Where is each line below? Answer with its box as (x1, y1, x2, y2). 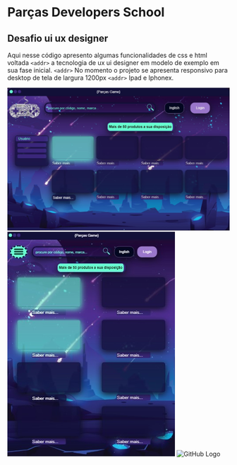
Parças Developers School (7, 4, 165, 20)
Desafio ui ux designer (7, 32, 109, 44)
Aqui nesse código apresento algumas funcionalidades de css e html (7, 51, 208, 59)
